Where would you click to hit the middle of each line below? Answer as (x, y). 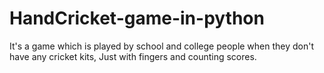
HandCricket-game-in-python (137, 18)
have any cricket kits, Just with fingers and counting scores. (133, 56)
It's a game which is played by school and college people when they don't (162, 46)
